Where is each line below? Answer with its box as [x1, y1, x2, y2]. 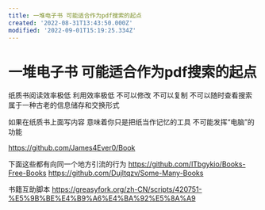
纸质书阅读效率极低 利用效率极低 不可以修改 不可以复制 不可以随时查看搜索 [8, 90, 252, 100]
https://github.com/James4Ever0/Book [8, 143, 136, 153]
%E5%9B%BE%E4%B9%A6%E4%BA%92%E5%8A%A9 [8, 193, 196, 203]
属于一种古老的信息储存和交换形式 [8, 101, 120, 110]
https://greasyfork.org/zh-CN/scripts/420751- [51, 185, 202, 194]
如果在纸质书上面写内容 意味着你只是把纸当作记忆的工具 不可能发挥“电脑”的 [8, 117, 255, 127]
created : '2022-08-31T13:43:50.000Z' [8, 19, 133, 27]
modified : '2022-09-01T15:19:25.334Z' [8, 26, 136, 34]
